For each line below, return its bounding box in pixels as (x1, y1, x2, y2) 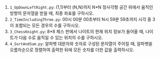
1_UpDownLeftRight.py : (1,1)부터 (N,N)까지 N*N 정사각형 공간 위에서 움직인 (9, 4, 153, 10)
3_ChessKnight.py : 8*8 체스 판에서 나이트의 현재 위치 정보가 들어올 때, (9, 29, 144, 34)
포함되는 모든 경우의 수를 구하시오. (15, 22, 80, 28)
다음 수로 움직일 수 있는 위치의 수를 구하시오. (18, 35, 103, 40)
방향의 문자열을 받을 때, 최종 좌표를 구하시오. (9, 10, 94, 16)
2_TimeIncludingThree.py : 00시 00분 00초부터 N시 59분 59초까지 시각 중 (9, 17, 152, 22)
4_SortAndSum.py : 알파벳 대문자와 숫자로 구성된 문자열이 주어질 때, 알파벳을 (9, 41, 153, 46)
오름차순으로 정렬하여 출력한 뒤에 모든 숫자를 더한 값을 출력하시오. (9, 47, 135, 53)
